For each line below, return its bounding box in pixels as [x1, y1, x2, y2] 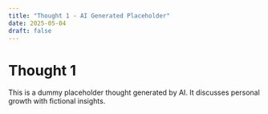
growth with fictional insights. [8, 96, 106, 106]
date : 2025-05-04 [8, 19, 67, 27]
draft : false [8, 26, 52, 35]
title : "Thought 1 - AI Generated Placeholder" [8, 11, 171, 20]
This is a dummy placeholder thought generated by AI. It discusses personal [8, 88, 261, 97]
